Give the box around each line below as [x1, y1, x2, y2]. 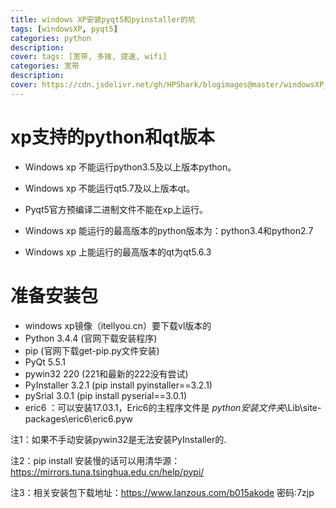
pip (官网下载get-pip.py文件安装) [24, 344, 160, 356]
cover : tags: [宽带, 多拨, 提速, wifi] [10, 52, 168, 62]
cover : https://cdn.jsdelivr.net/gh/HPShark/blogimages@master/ [10, 80, 284, 90]
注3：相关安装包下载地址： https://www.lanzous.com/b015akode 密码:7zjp [10, 486, 315, 498]
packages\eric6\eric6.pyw [24, 412, 133, 425]
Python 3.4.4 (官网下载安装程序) [24, 332, 158, 344]
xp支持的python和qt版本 [10, 126, 215, 148]
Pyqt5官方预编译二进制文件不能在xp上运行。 [24, 203, 209, 215]
